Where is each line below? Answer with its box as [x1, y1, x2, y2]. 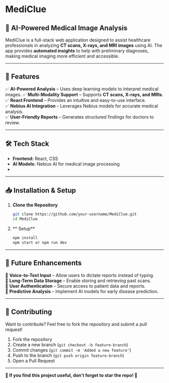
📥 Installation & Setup [5, 186, 76, 195]
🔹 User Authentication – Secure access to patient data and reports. [5, 283, 146, 289]
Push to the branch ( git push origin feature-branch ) [12, 352, 124, 358]
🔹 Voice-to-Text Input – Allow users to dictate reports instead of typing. [5, 272, 154, 278]
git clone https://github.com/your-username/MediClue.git [12, 212, 137, 217]
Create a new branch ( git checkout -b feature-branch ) [12, 342, 128, 348]
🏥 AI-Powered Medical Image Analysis [5, 24, 128, 32]
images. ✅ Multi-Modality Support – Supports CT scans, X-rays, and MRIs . [5, 91, 163, 97]
